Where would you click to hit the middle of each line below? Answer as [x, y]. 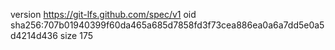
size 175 [76, 35]
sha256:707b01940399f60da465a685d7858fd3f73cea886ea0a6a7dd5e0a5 [167, 25]
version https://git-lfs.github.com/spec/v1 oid [103, 14]
